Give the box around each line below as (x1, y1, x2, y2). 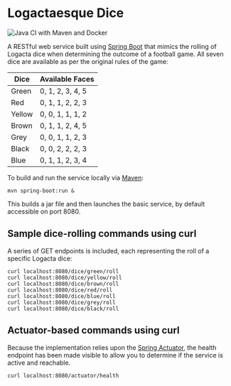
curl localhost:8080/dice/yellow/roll (7, 274, 122, 281)
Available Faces (40, 74, 95, 84)
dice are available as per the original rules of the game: (7, 57, 168, 65)
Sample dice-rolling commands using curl (7, 228, 197, 240)
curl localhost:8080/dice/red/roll (7, 286, 113, 294)
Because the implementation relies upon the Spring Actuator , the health (7, 343, 217, 352)
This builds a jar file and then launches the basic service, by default (7, 199, 205, 208)
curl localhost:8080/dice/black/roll (7, 305, 119, 312)
